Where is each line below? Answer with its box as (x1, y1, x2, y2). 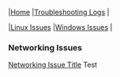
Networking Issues (8, 42, 83, 53)
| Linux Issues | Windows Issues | (8, 23, 113, 31)
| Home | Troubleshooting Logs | (8, 8, 110, 16)
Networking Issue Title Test (8, 60, 97, 70)
